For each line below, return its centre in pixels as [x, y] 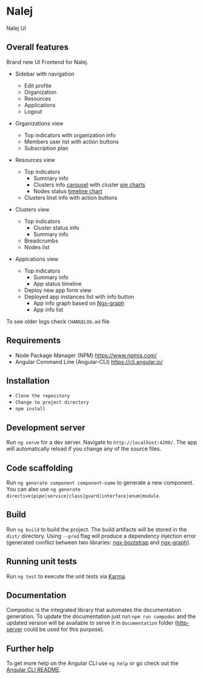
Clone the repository [42, 396]
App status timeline [57, 283]
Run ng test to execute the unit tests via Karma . [66, 576]
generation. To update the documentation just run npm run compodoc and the [101, 616]
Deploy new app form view [58, 290]
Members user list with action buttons [71, 141]
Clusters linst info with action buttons [71, 197]
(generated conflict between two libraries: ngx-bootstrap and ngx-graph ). [98, 542]
